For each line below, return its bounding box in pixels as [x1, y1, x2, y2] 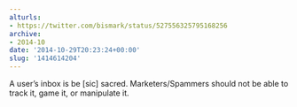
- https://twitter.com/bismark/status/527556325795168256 [9, 21, 228, 30]
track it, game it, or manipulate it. [9, 88, 130, 98]
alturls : [9, 12, 42, 22]
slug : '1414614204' [9, 54, 82, 63]
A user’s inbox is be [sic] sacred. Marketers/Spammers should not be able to [9, 79, 289, 88]
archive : [9, 29, 42, 38]
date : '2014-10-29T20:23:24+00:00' [9, 46, 141, 55]
